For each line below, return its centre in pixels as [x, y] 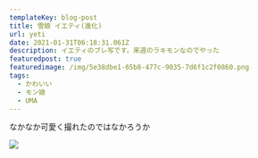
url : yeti [28, 34]
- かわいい [35, 84]
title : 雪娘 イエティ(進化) [56, 26]
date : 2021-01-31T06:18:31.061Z [69, 42]
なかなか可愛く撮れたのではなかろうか [79, 127]
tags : [19, 76]
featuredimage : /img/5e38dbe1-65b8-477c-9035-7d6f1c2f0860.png [129, 68]
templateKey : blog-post [54, 17]
